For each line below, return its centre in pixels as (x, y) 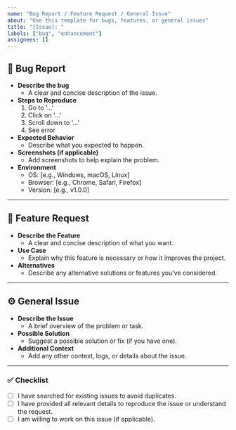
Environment (37, 167)
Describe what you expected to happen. (86, 145)
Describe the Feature (49, 235)
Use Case (32, 250)
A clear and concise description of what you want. (101, 242)
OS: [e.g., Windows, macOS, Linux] (79, 175)
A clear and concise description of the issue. (93, 93)
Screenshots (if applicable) (58, 152)
